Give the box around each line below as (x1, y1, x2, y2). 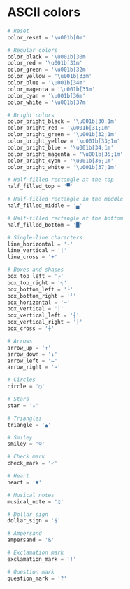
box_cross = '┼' (7, 325, 55, 332)
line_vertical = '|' (7, 247, 68, 254)
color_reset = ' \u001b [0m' (7, 34, 86, 41)
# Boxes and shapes (7, 266, 64, 274)
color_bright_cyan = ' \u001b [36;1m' (7, 157, 114, 164)
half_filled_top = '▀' (7, 183, 73, 190)
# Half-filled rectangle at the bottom (7, 215, 124, 222)
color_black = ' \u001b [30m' (7, 53, 89, 60)
